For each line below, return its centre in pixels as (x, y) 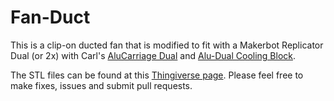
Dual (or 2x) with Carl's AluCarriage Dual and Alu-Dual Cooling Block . (153, 55)
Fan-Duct (50, 17)
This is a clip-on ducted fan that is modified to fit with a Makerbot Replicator (167, 45)
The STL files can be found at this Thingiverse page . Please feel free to (157, 75)
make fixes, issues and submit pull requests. (101, 85)
